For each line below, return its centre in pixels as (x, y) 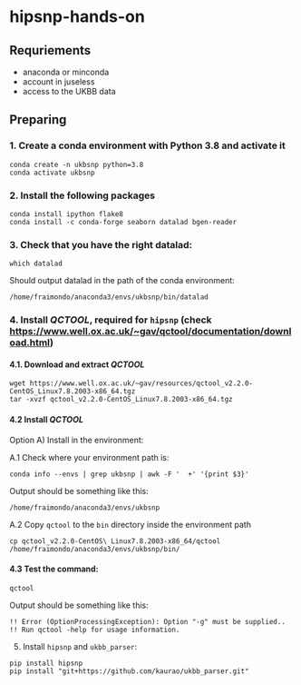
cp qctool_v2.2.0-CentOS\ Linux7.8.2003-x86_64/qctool (115, 541)
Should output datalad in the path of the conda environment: (122, 281)
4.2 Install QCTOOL (47, 419)
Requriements (50, 50)
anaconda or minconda (66, 72)
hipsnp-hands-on (77, 17)
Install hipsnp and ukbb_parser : (80, 646)
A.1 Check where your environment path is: (89, 457)
